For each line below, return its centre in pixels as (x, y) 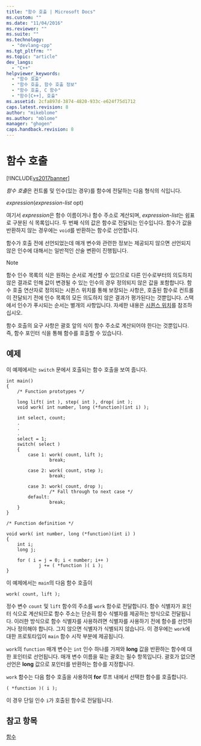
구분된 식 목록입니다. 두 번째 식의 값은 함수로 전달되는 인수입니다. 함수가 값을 (102, 222)
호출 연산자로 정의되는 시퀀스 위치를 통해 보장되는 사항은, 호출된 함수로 (95, 290)
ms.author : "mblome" (32, 118)
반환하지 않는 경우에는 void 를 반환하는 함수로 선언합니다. (73, 230)
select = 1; (32, 439)
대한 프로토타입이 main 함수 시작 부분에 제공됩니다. (65, 636)
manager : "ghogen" (29, 124)
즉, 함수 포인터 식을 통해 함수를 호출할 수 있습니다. (65, 333)
